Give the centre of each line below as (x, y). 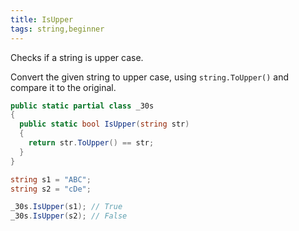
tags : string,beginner (57, 29)
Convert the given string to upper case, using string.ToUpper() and (150, 77)
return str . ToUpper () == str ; (91, 143)
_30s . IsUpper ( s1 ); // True (66, 207)
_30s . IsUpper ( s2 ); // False (69, 216)
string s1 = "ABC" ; (51, 179)
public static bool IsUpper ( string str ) (104, 124)
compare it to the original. (63, 87)
